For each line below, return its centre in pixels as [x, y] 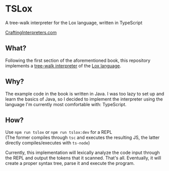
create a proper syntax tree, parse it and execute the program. [70, 163]
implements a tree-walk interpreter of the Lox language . [63, 65]
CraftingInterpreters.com [31, 32]
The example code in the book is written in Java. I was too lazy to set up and [85, 94]
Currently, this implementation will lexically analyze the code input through [82, 153]
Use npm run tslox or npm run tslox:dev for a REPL [59, 132]
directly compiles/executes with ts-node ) [48, 143]
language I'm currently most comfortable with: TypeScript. [66, 104]
